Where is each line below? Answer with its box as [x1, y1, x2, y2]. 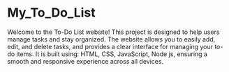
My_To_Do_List [7, 5, 96, 21]
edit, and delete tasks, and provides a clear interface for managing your [7, 42, 213, 51]
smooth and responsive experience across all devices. [7, 57, 164, 65]
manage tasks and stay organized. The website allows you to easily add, [7, 35, 216, 43]
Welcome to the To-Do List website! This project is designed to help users [7, 28, 220, 36]
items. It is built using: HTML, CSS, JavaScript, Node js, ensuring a [16, 50, 208, 58]
